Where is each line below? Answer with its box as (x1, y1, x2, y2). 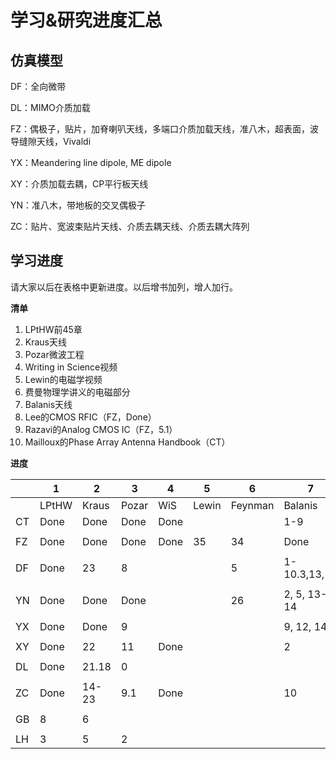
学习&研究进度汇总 (10, 9, 163, 32)
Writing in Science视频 (24, 361, 118, 373)
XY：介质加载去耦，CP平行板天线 (10, 178, 149, 190)
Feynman (230, 498, 275, 512)
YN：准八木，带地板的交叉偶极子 (10, 199, 147, 211)
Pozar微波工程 (24, 348, 85, 360)
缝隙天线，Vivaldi (18, 136, 92, 147)
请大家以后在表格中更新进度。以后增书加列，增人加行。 (10, 281, 238, 293)
